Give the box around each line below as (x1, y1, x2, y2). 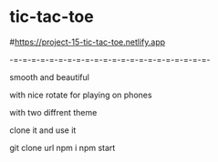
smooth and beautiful (9, 71, 89, 83)
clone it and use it (9, 125, 77, 136)
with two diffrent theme (9, 106, 98, 117)
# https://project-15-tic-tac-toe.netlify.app (9, 36, 166, 47)
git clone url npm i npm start (9, 142, 116, 153)
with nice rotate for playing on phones (9, 89, 152, 100)
